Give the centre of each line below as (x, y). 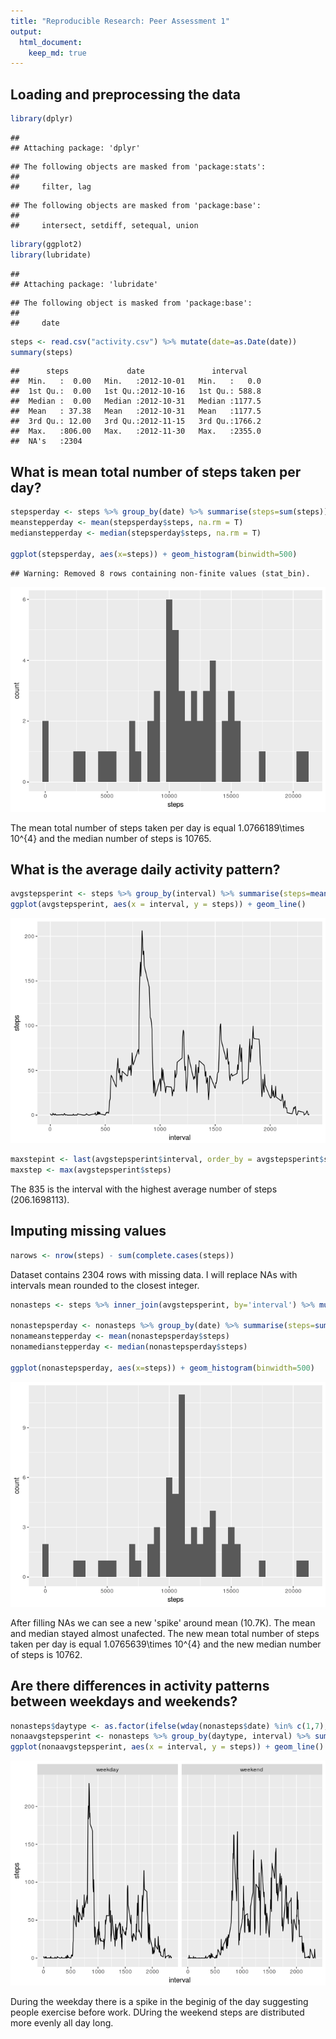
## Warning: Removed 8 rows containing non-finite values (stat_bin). (160, 573)
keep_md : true (57, 53)
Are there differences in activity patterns (140, 1686)
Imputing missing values (88, 1231)
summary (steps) (42, 352)
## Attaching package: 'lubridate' (84, 284)
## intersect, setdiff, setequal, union (104, 225)
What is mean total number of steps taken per (156, 471)
